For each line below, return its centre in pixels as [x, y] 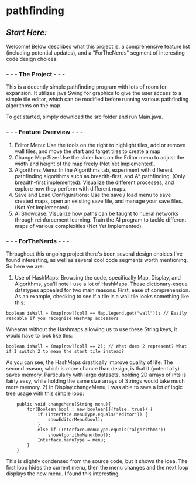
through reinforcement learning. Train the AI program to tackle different [100, 220]
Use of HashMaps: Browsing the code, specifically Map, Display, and [98, 277]
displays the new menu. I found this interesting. [63, 474]
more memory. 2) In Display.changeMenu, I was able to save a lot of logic [94, 387]
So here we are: [25, 266]
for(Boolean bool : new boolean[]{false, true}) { [90, 409]
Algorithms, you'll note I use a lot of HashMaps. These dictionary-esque [101, 284]
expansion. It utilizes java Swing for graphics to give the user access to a [94, 93]
